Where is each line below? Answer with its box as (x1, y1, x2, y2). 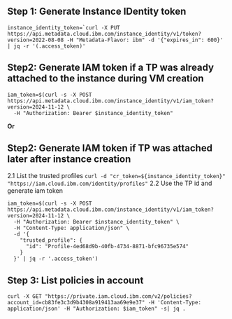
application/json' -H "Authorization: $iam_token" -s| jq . (7, 305, 187, 313)
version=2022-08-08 (7, 36, 64, 43)
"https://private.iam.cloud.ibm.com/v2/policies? (44, 293, 192, 300)
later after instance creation (7, 154, 131, 165)
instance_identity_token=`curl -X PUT (7, 24, 120, 31)
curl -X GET (7, 293, 42, 300)
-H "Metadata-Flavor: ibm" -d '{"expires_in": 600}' (66, 36, 224, 43)
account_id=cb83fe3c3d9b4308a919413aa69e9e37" (7, 299, 145, 306)
